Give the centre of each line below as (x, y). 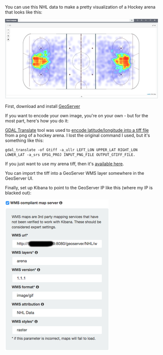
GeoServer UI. (19, 178)
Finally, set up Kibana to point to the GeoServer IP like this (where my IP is (79, 187)
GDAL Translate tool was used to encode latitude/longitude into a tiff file (77, 130)
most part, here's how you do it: (37, 121)
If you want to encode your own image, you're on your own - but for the (77, 115)
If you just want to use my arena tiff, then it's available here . (65, 164)
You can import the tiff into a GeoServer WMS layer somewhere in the (75, 173)
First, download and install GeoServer (43, 106)
